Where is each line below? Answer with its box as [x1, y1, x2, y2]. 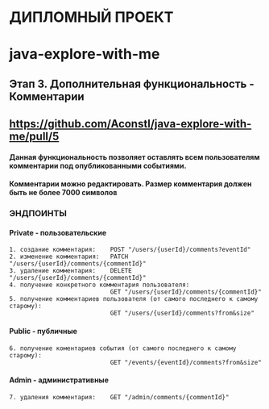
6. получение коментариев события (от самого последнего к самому [9, 344, 237, 353]
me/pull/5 [9, 130, 60, 144]
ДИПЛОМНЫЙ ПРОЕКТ [9, 8, 174, 27]
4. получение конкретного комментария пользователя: [9, 281, 190, 290]
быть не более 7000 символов [9, 188, 118, 198]
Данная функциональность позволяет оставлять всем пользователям [9, 152, 260, 161]
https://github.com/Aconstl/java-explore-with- [9, 117, 252, 131]
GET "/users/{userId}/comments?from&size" [110, 309, 255, 318]
